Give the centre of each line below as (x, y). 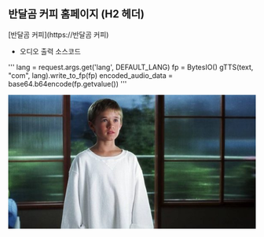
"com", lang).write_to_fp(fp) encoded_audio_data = (91, 75)
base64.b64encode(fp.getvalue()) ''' (68, 83)
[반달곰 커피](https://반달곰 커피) (59, 35)
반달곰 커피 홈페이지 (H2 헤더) (77, 14)
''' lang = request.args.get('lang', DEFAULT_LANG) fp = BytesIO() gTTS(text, (131, 67)
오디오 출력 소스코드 (50, 51)
